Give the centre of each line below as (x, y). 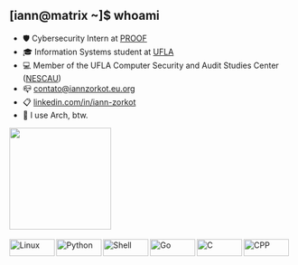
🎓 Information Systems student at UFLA (98, 52)
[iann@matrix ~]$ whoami (84, 16)
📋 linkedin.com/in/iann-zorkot (79, 102)
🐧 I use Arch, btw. (55, 115)
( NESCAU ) (42, 78)
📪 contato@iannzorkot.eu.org (79, 88)
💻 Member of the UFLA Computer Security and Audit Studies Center (151, 65)
